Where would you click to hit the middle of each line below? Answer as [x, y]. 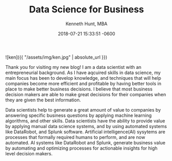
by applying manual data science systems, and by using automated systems [86, 126]
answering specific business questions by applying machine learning [79, 115]
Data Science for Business [87, 10]
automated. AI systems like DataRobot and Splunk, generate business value [85, 142]
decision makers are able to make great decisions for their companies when [86, 94]
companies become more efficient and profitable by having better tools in [83, 83]
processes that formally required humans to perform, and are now [75, 137]
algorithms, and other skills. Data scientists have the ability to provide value [85, 121]
